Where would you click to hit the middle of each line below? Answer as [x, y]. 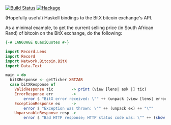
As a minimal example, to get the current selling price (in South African [79, 28]
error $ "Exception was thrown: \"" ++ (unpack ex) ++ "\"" [89, 108]
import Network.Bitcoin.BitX [36, 61]
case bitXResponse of [33, 85]
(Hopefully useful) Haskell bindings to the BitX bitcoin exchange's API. [79, 18]
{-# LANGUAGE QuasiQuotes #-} [37, 42]
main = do [16, 75]
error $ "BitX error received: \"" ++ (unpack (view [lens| [89, 99]
